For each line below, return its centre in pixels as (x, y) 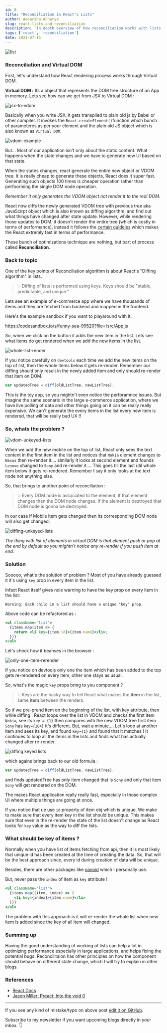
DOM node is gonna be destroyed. (52, 506)
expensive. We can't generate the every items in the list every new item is (81, 411)
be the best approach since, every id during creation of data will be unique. (82, 860)
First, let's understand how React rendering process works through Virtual (81, 76)
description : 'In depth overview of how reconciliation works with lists (83, 28)
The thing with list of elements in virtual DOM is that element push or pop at (83, 540)
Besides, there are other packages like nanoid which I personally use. (76, 870)
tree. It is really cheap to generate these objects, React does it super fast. (80, 176)
